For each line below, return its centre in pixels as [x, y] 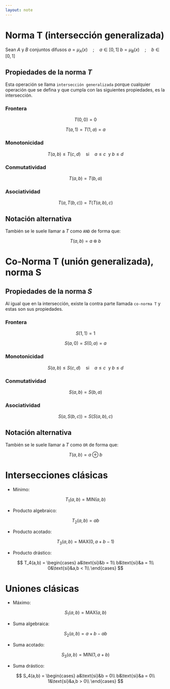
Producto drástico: [32, 553]
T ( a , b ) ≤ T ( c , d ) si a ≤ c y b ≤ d [86, 154]
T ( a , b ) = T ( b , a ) [86, 178]
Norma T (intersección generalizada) [85, 35]
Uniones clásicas [42, 589]
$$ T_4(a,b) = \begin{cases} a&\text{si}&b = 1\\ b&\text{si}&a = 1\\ [86, 562]
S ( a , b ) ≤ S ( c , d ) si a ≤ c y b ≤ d [86, 368]
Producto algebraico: [35, 510]
